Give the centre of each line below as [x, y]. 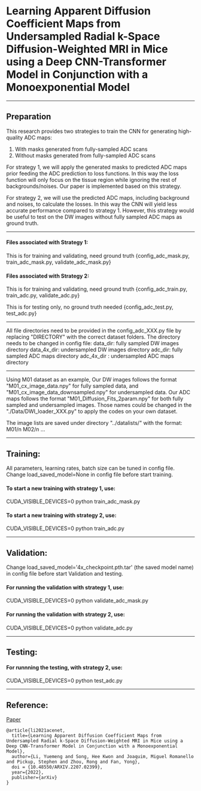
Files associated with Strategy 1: [47, 242]
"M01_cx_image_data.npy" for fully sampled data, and [72, 386]
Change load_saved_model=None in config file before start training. [90, 474]
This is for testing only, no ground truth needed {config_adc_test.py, [90, 307]
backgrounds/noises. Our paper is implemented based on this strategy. [94, 186]
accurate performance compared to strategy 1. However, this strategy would [100, 210]
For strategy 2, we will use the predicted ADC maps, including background [98, 197]
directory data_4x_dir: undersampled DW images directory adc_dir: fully [95, 350]
